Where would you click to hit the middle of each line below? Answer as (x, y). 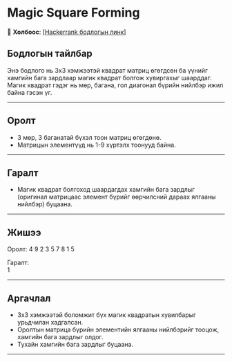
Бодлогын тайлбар (50, 54)
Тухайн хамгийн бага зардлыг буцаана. (75, 344)
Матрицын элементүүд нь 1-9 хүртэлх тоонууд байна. (96, 145)
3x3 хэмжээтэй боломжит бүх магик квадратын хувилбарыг (107, 315)
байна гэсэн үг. (30, 92)
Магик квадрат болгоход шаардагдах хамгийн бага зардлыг (106, 190)
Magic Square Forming (74, 13)
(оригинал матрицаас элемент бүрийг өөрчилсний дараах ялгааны (116, 197)
